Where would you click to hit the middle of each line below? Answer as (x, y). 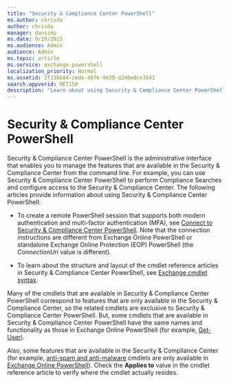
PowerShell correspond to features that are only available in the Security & (112, 301)
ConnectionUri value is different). (64, 252)
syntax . (27, 280)
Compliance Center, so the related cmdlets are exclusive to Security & (106, 308)
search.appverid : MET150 (43, 84)
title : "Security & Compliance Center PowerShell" (81, 13)
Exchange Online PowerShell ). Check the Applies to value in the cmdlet (108, 365)
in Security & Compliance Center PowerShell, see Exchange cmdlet (112, 273)
